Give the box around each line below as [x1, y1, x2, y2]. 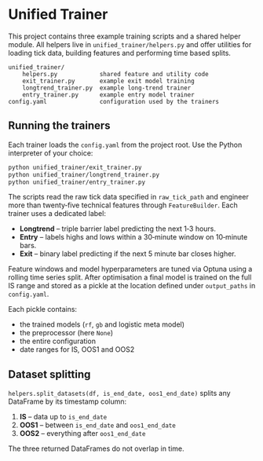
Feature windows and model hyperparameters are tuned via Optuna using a [8, 265, 253, 274]
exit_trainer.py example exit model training [22, 77, 195, 85]
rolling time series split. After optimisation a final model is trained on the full [8, 273, 252, 282]
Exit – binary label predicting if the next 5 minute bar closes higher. [19, 249, 236, 258]
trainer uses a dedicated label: [8, 209, 106, 218]
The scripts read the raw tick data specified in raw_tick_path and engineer [8, 192, 249, 202]
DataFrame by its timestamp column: [8, 397, 127, 406]
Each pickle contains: [8, 305, 77, 314]
